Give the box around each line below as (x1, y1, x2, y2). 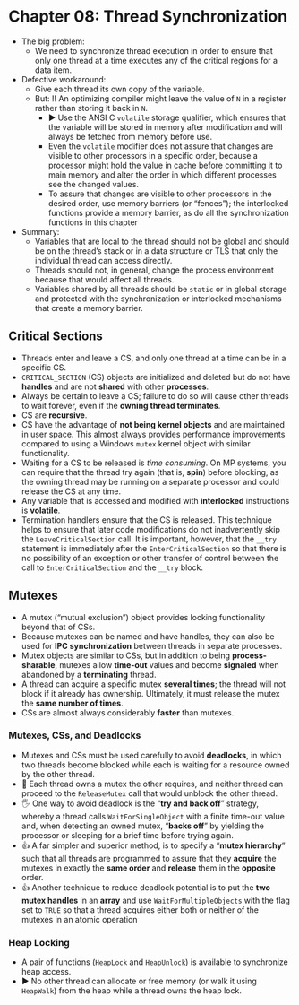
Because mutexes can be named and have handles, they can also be (21, 630, 275, 642)
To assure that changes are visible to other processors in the (47, 188, 272, 199)
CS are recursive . (21, 410, 88, 420)
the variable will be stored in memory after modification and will (47, 121, 283, 132)
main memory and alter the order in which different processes (47, 169, 277, 180)
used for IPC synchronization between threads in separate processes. (21, 640, 283, 651)
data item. (34, 65, 73, 75)
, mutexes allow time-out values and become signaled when (55, 659, 279, 670)
